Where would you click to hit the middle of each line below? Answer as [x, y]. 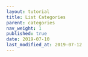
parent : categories [31, 23]
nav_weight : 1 [24, 28]
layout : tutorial [28, 12]
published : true [27, 34]
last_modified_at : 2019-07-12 [44, 45]
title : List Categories [36, 17]
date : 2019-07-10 [28, 39]
